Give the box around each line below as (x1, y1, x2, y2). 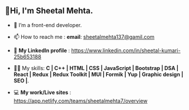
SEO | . (13, 77, 30, 84)
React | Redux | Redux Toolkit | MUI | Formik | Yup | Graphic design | (13, 71, 184, 78)
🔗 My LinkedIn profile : (13, 46, 70, 54)
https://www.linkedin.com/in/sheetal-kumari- (71, 46, 181, 54)
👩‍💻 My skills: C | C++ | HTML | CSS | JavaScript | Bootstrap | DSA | (13, 64, 179, 71)
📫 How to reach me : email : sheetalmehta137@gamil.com (13, 33, 155, 40)
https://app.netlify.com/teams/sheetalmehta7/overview (13, 97, 148, 104)
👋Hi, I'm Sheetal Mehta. (5, 6, 93, 16)
